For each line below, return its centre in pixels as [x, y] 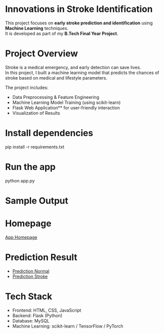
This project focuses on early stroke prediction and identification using [79, 23]
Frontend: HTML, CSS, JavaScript [47, 310]
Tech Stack [29, 296]
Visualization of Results [36, 113]
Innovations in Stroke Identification [79, 9]
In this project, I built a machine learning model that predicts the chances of [82, 73]
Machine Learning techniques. [37, 28]
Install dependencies [49, 133]
